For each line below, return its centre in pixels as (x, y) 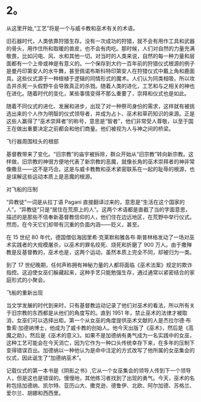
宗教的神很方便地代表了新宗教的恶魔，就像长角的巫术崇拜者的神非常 (111, 161)
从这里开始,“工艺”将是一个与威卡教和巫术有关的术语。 (72, 28)
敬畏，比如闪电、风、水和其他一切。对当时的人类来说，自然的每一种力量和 (98, 56)
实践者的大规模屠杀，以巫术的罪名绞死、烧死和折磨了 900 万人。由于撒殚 (102, 244)
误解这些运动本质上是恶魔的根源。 (53, 176)
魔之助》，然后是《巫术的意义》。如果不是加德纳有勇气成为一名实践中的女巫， (100, 335)
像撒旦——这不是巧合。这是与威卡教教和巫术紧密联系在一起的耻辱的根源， (98, 169)
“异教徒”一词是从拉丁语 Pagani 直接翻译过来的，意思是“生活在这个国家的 (96, 202)
